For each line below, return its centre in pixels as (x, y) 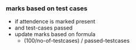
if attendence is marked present (55, 22)
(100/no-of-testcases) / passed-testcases (77, 41)
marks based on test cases (47, 8)
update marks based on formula (55, 34)
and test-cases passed (43, 28)
